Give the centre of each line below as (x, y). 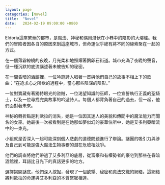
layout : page (18, 10)
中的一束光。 (18, 128)
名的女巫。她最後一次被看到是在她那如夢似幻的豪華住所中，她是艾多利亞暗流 (82, 122)
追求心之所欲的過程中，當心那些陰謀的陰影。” (65, 83)
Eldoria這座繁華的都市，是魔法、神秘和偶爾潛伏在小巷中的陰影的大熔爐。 (79, 38)
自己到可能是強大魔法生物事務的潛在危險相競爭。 (59, 145)
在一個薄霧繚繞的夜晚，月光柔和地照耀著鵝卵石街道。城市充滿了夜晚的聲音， (82, 60)
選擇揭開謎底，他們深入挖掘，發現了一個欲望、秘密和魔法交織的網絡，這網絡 (82, 172)
